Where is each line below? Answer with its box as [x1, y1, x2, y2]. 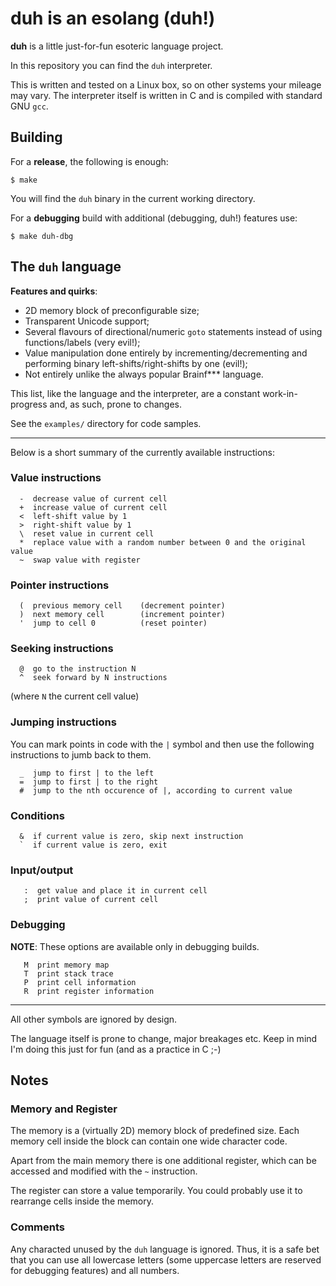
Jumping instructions [10, 715, 117, 729]
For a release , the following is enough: [10, 155, 169, 167]
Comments [10, 1220, 65, 1234]
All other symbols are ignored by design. [10, 1013, 178, 1025]
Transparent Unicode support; [24, 315, 150, 327]
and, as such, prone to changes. [49, 398, 183, 410]
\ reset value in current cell [19, 528, 155, 539]
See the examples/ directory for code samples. [10, 417, 202, 429]
